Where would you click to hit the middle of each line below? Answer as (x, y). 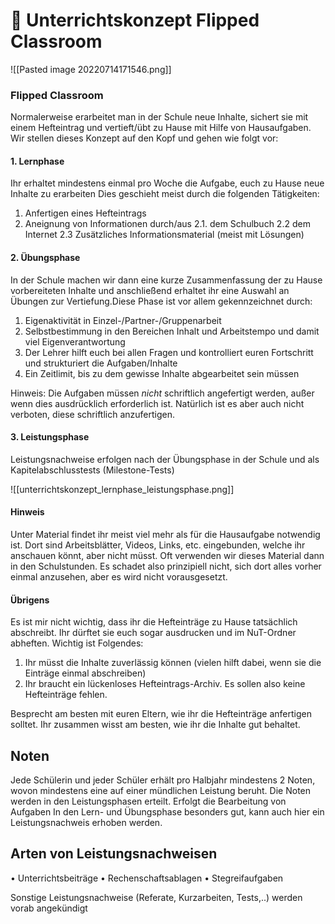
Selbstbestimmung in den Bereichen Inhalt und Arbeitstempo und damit (172, 331)
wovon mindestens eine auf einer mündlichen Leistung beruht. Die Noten (161, 791)
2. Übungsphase (45, 258)
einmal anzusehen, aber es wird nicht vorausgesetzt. (119, 577)
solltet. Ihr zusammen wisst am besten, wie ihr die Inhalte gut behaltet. (155, 725)
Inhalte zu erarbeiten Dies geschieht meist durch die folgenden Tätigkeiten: (165, 194)
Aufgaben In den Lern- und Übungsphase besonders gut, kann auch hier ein (167, 812)
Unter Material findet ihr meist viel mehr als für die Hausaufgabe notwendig (165, 535)
